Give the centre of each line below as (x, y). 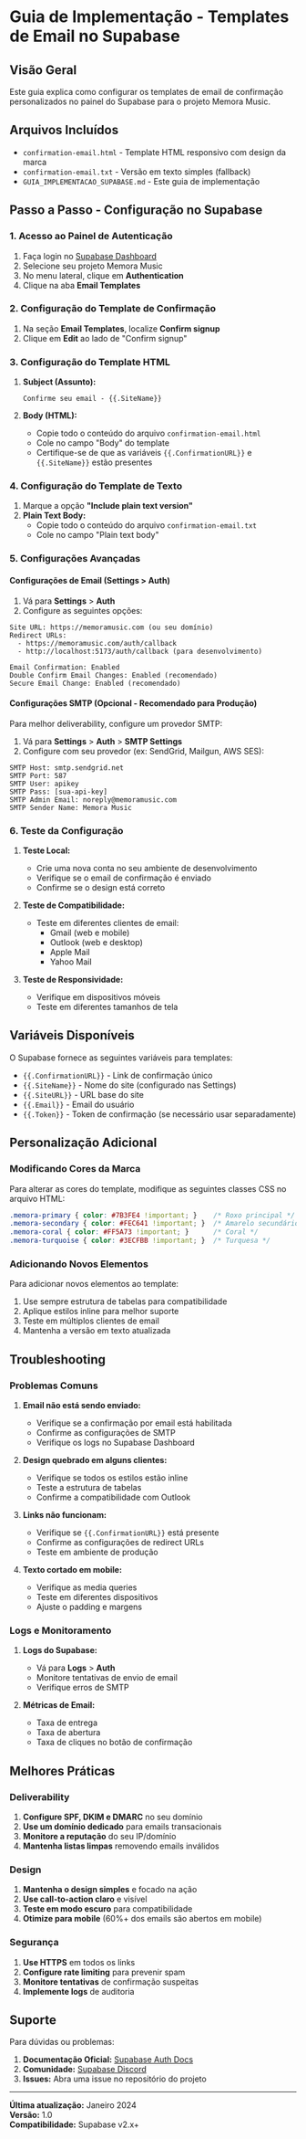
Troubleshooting (58, 1359)
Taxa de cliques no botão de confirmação (114, 1743)
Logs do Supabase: (60, 1650)
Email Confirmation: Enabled (65, 667)
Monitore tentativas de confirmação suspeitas (110, 1981)
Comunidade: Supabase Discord (85, 2070)
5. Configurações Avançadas (75, 559)
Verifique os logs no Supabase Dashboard (116, 1442)
